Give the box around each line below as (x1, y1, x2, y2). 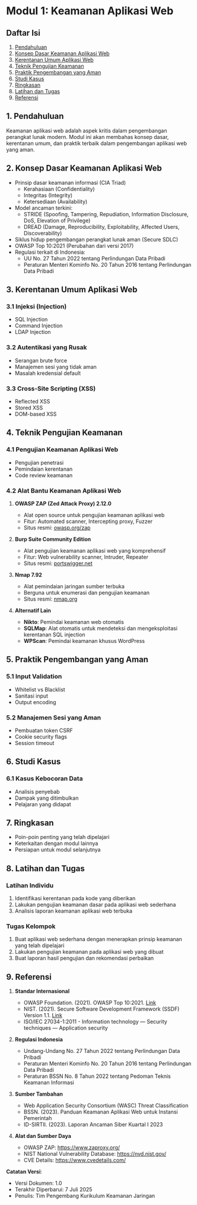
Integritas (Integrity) (23, 191, 73, 198)
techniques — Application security (23, 1024, 108, 1031)
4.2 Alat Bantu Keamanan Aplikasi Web (6, 486, 122, 494)
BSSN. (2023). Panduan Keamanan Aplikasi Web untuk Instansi (23, 1108, 178, 1115)
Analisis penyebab (14, 788, 61, 795)
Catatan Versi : (6, 1168, 43, 1175)
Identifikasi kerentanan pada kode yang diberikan (14, 895, 136, 902)
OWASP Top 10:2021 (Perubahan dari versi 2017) (14, 242, 134, 249)
